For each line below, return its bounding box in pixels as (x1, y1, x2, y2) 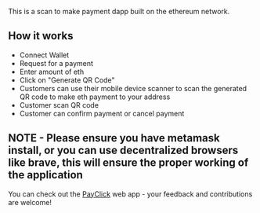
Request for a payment (19, 58, 94, 68)
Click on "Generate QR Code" (19, 75, 115, 85)
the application (8, 168, 84, 182)
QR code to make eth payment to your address (19, 92, 171, 101)
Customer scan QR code (19, 100, 99, 109)
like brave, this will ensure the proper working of (8, 156, 249, 170)
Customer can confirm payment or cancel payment (19, 108, 185, 118)
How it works (8, 29, 74, 42)
